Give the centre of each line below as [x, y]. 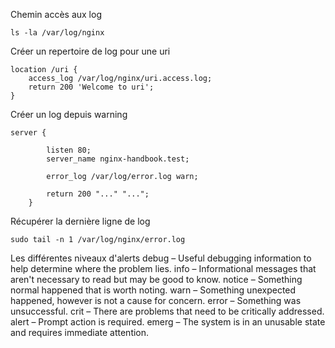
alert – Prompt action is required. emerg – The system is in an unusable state [168, 322]
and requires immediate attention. [80, 332]
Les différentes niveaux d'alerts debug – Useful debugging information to [161, 258]
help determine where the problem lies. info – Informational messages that [163, 268]
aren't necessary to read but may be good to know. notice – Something [156, 279]
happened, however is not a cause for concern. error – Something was [156, 300]
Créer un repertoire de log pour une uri [90, 51]
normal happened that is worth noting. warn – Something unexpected [153, 290]
